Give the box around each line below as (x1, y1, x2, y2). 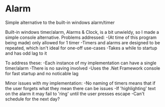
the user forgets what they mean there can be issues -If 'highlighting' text (5, 85, 156, 91)
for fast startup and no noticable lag (5, 70, 79, 76)
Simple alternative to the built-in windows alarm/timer (5, 19, 115, 25)
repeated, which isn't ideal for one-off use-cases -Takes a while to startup (5, 45, 158, 51)
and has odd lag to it (5, 50, 47, 56)
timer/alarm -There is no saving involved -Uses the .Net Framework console (5, 65, 161, 71)
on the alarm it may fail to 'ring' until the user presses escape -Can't (5, 91, 145, 97)
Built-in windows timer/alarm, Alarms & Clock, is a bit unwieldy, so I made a (5, 29, 159, 35)
